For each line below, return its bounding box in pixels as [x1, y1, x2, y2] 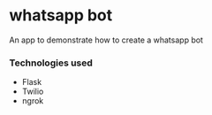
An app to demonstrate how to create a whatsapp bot [9, 34, 203, 45]
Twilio [21, 86, 44, 97]
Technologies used [9, 57, 93, 69]
